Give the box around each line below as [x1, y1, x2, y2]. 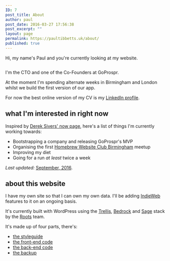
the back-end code [12, 244, 53, 251]
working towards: [5, 128, 42, 135]
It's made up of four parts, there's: [5, 224, 78, 230]
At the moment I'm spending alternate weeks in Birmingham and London [5, 79, 157, 85]
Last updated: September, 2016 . [5, 164, 73, 170]
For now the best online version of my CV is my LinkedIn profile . [5, 94, 140, 100]
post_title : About [5, 12, 44, 17]
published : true [5, 41, 40, 46]
